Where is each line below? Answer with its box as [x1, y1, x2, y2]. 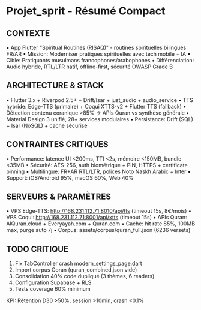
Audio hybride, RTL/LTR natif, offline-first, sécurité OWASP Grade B [6, 63, 173, 70]
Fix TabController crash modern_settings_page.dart [14, 260, 142, 267]
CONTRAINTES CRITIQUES [6, 139, 109, 149]
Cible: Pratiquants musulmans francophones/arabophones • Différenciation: [6, 57, 194, 64]
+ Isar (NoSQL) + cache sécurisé [6, 122, 88, 129]
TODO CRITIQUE [6, 244, 69, 254]
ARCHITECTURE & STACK [6, 80, 104, 91]
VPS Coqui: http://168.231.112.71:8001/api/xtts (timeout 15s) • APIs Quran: [6, 214, 187, 221]
